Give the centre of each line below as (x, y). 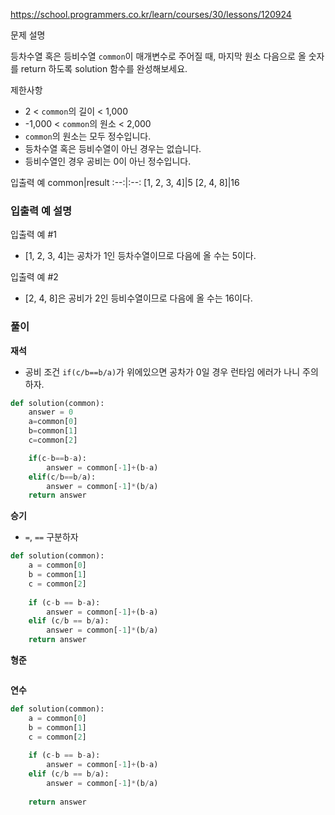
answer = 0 (51, 412)
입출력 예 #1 (33, 235)
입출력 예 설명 (41, 211)
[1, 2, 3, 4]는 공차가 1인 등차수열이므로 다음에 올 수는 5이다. (140, 256)
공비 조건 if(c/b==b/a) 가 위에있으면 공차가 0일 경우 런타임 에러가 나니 (162, 371)
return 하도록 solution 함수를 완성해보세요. (104, 68)
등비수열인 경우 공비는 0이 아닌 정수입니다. (108, 161)
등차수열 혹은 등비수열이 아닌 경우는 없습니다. (113, 148)
